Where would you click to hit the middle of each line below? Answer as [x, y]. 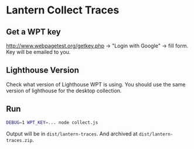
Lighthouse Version [42, 70]
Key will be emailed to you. [38, 52]
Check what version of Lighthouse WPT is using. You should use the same [96, 84]
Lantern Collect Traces [63, 10]
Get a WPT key [33, 32]
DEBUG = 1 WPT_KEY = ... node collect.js [52, 122]
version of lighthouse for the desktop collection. [64, 91]
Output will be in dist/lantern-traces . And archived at [72, 134]
